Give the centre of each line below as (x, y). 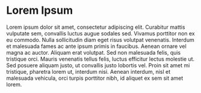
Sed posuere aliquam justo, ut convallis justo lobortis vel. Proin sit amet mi (98, 65)
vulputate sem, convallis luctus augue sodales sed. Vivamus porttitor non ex (100, 33)
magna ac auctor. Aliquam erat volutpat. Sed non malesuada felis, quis (94, 52)
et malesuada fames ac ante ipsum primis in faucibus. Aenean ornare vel (96, 46)
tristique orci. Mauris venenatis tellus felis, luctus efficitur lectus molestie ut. (100, 59)
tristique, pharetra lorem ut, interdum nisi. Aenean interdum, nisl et (88, 71)
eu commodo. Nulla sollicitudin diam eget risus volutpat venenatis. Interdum (100, 40)
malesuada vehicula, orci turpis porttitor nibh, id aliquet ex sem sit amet (95, 78)
